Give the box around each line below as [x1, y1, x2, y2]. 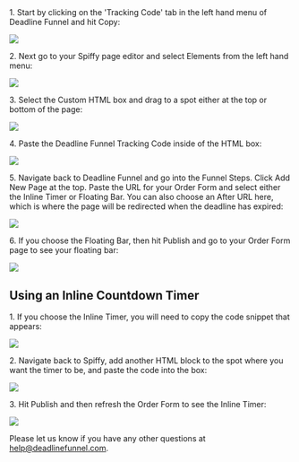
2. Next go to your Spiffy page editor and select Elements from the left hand [9, 51, 289, 62]
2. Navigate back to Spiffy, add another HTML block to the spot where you [9, 355, 284, 366]
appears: [9, 321, 42, 332]
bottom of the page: [9, 104, 83, 115]
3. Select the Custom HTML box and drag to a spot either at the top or [9, 94, 268, 106]
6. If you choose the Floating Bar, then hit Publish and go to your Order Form [9, 235, 291, 246]
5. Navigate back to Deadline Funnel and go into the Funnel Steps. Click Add [9, 172, 291, 183]
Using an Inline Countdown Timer [9, 287, 200, 303]
